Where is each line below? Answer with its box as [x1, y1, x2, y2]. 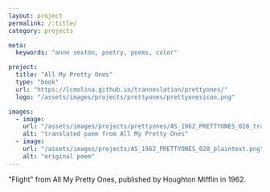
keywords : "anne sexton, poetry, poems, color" [15, 49, 178, 57]
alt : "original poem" [22, 152, 95, 161]
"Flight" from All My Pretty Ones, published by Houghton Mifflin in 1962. [8, 174, 247, 184]
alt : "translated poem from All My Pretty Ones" [22, 130, 189, 138]
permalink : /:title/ [8, 19, 78, 27]
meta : [8, 41, 27, 49]
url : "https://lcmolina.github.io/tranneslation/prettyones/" [15, 85, 228, 93]
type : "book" [15, 78, 59, 86]
